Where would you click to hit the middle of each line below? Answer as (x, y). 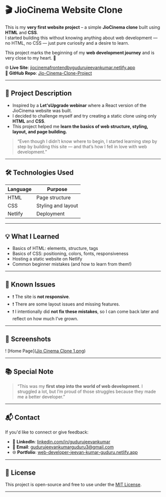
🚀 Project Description (39, 93)
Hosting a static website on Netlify (47, 259)
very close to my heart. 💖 (31, 58)
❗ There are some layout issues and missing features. (66, 304)
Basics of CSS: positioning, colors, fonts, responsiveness (70, 253)
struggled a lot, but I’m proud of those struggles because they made (86, 391)
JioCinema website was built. (42, 111)
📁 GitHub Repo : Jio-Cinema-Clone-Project (49, 73)
